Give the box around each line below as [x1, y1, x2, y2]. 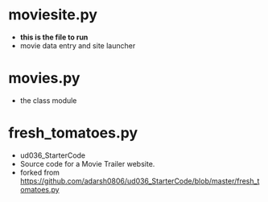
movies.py [8, 69, 80, 88]
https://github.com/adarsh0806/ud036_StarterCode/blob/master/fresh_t [19, 175, 260, 186]
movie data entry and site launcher [19, 40, 136, 50]
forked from [19, 167, 60, 177]
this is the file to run [19, 32, 89, 42]
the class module [19, 95, 77, 105]
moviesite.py [8, 6, 98, 24]
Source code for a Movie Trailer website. [19, 159, 155, 168]
